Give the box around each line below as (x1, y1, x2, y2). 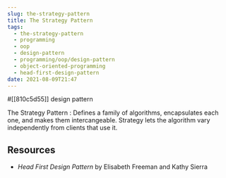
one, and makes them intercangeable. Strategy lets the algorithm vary (7, 116, 210, 125)
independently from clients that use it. (7, 124, 118, 132)
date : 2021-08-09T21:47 (7, 75, 78, 83)
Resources (7, 144, 56, 155)
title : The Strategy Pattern (7, 17, 93, 24)
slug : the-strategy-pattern (7, 10, 90, 18)
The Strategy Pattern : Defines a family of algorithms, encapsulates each (7, 108, 219, 117)
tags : (7, 23, 23, 30)
